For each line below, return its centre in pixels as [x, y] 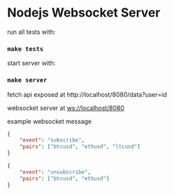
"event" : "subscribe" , [52, 140]
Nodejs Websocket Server [84, 13]
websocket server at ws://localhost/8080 [66, 108]
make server [27, 80]
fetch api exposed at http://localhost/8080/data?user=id [87, 94]
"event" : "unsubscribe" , [55, 172]
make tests [25, 49]
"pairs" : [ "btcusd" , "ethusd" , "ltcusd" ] [80, 147]
